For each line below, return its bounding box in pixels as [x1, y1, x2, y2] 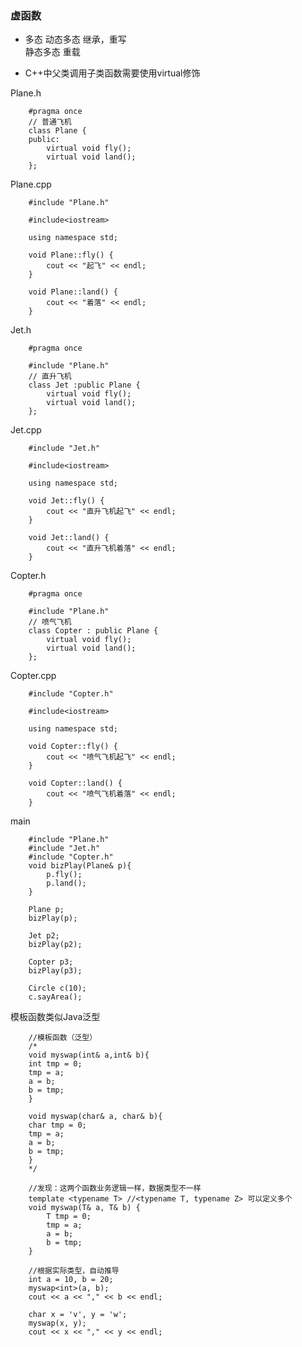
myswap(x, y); [28, 1318, 87, 1329]
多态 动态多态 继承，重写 [24, 33, 127, 46]
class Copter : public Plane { [28, 626, 159, 636]
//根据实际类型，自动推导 [28, 1266, 120, 1276]
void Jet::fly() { [28, 496, 105, 506]
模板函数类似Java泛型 [10, 1011, 101, 1023]
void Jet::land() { [28, 533, 110, 543]
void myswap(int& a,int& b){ [28, 1050, 150, 1061]
